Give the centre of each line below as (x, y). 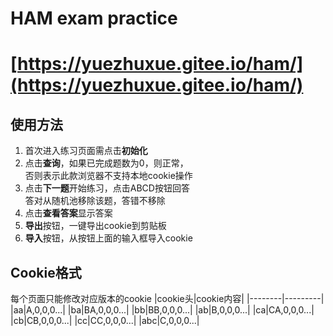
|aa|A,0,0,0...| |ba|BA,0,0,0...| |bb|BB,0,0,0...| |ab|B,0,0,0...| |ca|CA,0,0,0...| (162, 310)
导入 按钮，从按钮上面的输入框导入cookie (108, 238)
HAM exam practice (94, 18)
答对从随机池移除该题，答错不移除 (95, 201)
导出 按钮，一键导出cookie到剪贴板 (95, 226)
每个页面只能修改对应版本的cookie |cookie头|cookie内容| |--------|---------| (167, 298)
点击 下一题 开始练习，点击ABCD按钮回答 (107, 188)
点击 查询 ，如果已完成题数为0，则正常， (106, 163)
